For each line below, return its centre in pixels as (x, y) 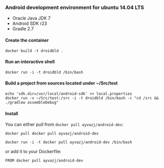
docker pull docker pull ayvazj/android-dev (52, 134)
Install (12, 113)
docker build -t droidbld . (34, 51)
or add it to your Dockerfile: (33, 152)
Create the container (27, 40)
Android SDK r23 (30, 23)
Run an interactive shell (30, 62)
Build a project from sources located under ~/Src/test (61, 83)
